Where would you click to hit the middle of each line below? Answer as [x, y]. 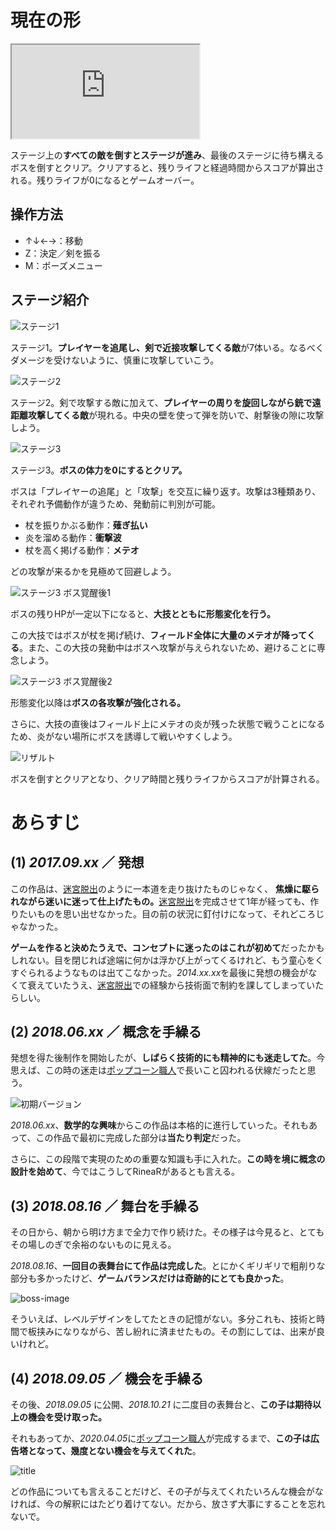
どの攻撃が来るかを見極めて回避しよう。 [93, 571]
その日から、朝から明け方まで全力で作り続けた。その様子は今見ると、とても [167, 1232]
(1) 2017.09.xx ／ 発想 [77, 862]
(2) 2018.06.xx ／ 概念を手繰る [106, 1031]
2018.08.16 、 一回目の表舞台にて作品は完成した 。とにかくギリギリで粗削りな [168, 1266]
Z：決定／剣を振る [63, 253]
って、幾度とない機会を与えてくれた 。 [123, 1450]
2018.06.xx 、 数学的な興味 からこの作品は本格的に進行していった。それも [159, 1125]
